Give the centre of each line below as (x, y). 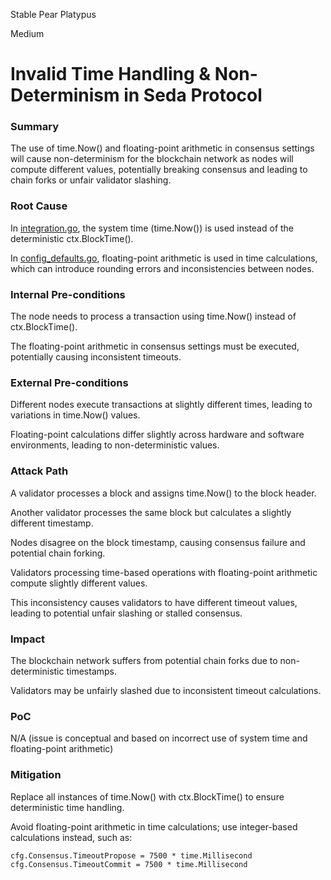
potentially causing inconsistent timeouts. (96, 357)
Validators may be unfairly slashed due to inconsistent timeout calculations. (166, 690)
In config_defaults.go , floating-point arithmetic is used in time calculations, (164, 258)
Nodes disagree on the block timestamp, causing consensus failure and (158, 542)
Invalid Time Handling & (111, 74)
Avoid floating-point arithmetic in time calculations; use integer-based (154, 826)
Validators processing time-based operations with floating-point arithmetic (164, 572)
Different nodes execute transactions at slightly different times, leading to (161, 405)
